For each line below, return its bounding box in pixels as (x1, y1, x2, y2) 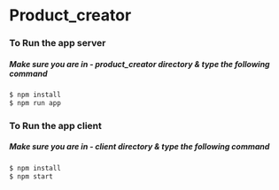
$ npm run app (9, 98, 62, 107)
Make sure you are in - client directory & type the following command (9, 141, 270, 152)
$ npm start (9, 171, 53, 181)
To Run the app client (9, 119, 102, 132)
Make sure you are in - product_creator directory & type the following (9, 58, 270, 69)
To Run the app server (9, 37, 106, 49)
